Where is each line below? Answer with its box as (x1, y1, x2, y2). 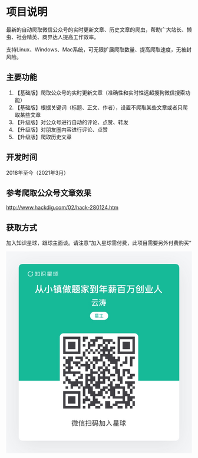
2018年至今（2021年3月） (6, 169, 69, 176)
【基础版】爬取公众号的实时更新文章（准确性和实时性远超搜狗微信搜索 (14, 89, 186, 96)
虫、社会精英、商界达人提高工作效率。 (6, 33, 99, 40)
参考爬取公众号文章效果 (6, 188, 91, 198)
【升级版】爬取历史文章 (14, 133, 72, 140)
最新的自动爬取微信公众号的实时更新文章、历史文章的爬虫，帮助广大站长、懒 (6, 26, 192, 33)
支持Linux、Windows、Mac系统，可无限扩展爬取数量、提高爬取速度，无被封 (6, 45, 192, 53)
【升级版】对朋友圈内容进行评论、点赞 (14, 126, 108, 133)
